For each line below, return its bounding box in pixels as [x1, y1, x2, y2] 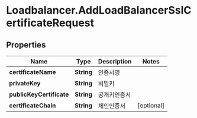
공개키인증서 [98, 91, 131, 98]
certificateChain [9, 101, 56, 110]
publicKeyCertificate [9, 90, 69, 98]
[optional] [137, 101, 164, 110]
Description [98, 58, 132, 65]
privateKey [9, 79, 41, 87]
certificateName [9, 68, 56, 76]
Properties [6, 40, 46, 50]
